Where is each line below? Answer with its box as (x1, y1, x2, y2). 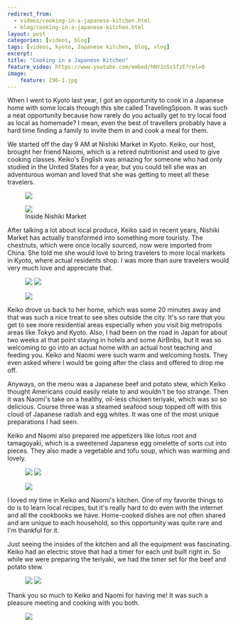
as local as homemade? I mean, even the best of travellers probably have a (7, 119, 227, 127)
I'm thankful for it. (7, 526, 59, 534)
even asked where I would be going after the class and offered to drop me (7, 359, 224, 367)
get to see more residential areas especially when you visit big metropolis (7, 321, 222, 330)
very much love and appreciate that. (7, 264, 113, 273)
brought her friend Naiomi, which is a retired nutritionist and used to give (7, 147, 220, 157)
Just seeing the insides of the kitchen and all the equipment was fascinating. (7, 540, 232, 549)
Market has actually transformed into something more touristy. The (7, 233, 204, 242)
